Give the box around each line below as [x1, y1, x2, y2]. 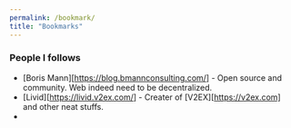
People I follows [9, 52, 82, 64]
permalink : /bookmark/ [9, 13, 95, 23]
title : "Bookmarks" [9, 22, 84, 31]
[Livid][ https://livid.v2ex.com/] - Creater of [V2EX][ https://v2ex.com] [22, 92, 281, 103]
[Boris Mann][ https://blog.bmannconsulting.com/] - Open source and [22, 72, 283, 83]
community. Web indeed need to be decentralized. [22, 82, 213, 93]
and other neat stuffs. [22, 101, 105, 112]
